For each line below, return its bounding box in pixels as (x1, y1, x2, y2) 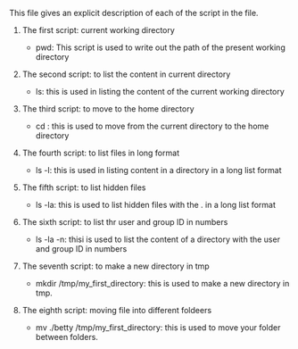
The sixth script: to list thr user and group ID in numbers (21, 217, 228, 227)
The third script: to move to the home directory (21, 104, 195, 114)
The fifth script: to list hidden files (21, 182, 146, 193)
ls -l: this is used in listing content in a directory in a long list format (35, 165, 283, 175)
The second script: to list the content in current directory (21, 69, 231, 79)
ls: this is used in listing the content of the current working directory (35, 87, 286, 96)
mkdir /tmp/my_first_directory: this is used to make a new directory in (35, 278, 290, 288)
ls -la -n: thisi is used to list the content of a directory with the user (35, 234, 281, 245)
